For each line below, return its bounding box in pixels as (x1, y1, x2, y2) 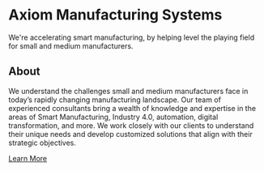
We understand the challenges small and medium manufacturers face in (8, 86, 249, 96)
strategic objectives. (8, 138, 77, 147)
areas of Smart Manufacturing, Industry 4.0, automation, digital (8, 112, 219, 122)
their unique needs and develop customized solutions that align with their (8, 129, 253, 139)
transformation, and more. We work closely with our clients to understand (8, 120, 254, 130)
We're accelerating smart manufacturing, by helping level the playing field (8, 32, 255, 42)
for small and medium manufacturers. (8, 41, 134, 50)
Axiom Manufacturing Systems (8, 6, 223, 24)
